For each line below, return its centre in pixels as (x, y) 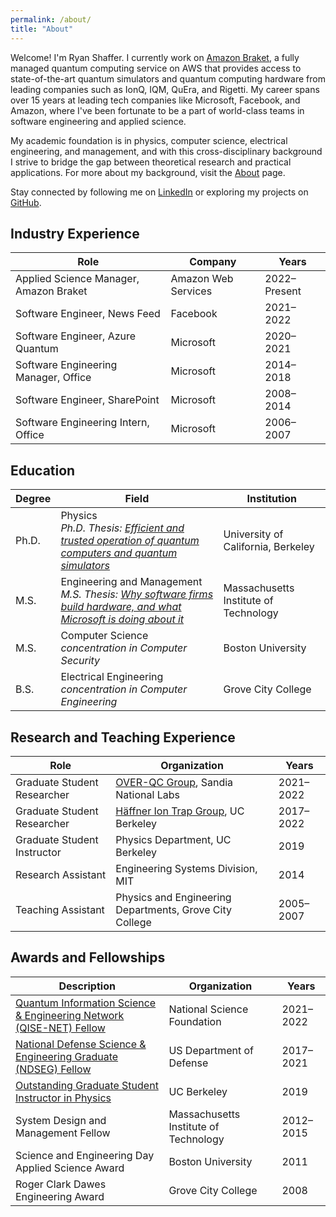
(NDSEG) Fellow (53, 1069)
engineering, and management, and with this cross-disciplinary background (166, 151)
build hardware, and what (121, 607)
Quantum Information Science (86, 1003)
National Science (208, 1009)
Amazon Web (202, 279)
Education (43, 470)
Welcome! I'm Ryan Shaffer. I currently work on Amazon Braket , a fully (155, 57)
